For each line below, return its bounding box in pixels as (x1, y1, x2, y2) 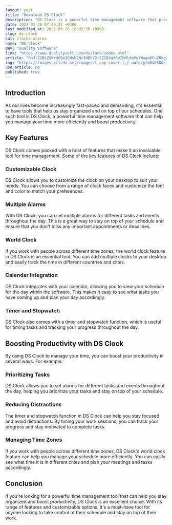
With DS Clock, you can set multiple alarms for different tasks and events (5, 213, 160, 219)
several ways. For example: (5, 358, 63, 364)
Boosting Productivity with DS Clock (5, 339, 124, 348)
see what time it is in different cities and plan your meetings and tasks (5, 459, 153, 465)
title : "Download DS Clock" (5, 12, 66, 17)
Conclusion (5, 479, 43, 488)
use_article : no (5, 65, 40, 70)
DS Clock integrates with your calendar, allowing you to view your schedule (5, 283, 164, 289)
